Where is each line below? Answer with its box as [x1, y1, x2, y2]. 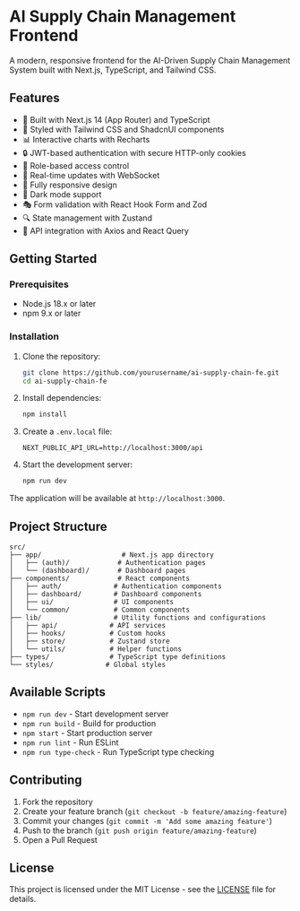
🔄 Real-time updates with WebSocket [21, 169, 160, 180]
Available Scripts [9, 684, 106, 700]
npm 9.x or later [21, 308, 81, 319]
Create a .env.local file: [21, 426, 113, 437]
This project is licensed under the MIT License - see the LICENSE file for [9, 884, 276, 895]
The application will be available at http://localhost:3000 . [9, 493, 226, 504]
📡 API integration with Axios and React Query [21, 225, 190, 236]
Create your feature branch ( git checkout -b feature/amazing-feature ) [21, 805, 287, 817]
